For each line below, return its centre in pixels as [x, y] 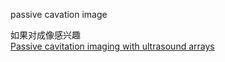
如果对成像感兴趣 [45, 35]
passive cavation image [59, 14]
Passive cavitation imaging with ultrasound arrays [112, 46]
